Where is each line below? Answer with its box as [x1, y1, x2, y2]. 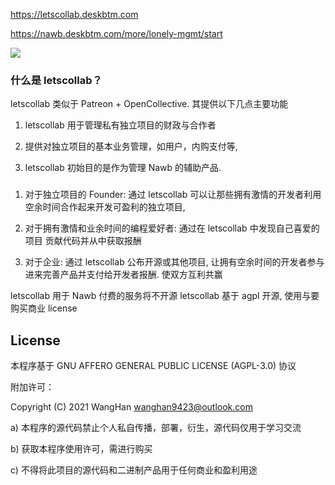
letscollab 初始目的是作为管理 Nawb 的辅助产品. [24, 162, 222, 174]
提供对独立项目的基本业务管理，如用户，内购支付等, [24, 140, 238, 153]
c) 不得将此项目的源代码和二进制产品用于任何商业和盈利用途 [10, 464, 258, 476]
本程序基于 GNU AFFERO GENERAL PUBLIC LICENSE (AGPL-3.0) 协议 [10, 360, 297, 372]
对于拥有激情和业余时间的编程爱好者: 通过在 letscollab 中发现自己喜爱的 [24, 222, 320, 234]
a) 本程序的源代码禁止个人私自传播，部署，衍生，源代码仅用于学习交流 [10, 422, 302, 434]
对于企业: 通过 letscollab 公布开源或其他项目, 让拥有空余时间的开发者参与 [24, 256, 325, 268]
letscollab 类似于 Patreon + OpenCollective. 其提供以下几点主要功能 [10, 98, 289, 110]
